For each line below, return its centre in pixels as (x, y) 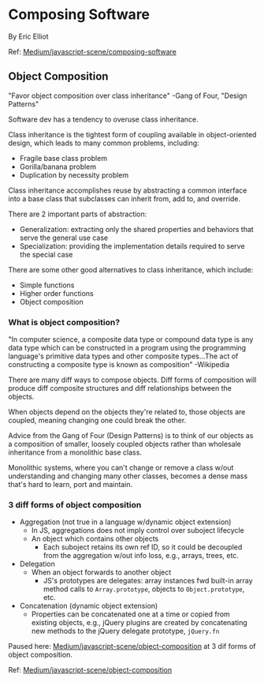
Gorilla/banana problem (58, 167)
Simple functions (47, 285)
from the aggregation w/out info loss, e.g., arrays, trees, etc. (141, 556)
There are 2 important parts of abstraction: (78, 214)
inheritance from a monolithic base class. (75, 452)
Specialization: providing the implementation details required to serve (132, 245)
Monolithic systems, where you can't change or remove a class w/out (121, 468)
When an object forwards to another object (101, 572)
